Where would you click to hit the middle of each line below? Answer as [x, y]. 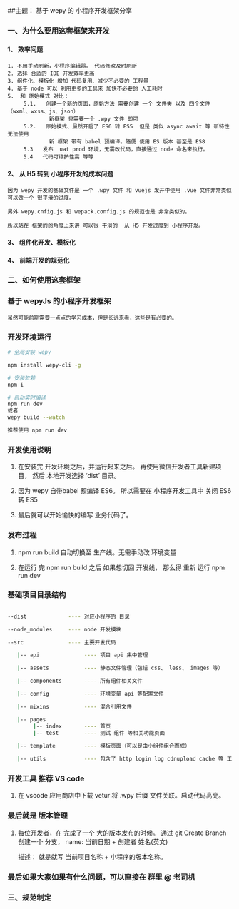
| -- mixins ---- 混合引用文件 [74, 706]
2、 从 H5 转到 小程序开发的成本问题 [61, 173]
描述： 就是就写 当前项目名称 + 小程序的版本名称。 [92, 857]
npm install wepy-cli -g [44, 365]
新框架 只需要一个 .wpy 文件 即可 [94, 119]
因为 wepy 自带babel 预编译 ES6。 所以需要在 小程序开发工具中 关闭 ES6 [124, 491]
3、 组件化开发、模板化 [42, 242]
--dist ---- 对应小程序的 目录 [69, 616]
